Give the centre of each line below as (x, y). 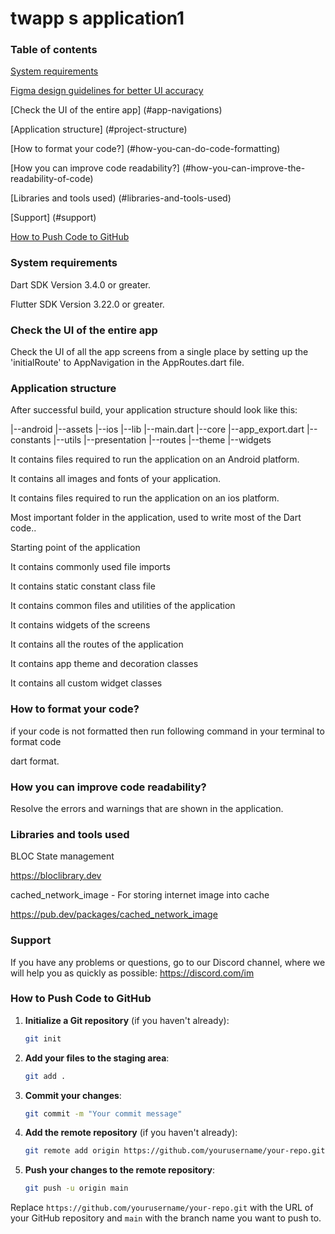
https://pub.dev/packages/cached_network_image (114, 914)
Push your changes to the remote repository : (119, 1170)
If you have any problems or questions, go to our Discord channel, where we (168, 962)
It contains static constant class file (83, 586)
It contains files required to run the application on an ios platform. (145, 498)
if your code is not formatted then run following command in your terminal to (167, 731)
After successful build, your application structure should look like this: (154, 410)
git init (43, 1038)
